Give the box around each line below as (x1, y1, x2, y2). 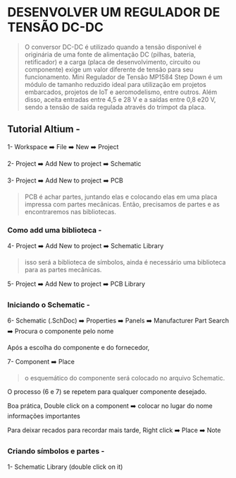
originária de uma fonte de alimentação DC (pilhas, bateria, (24, 50, 196, 59)
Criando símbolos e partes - (7, 446, 105, 456)
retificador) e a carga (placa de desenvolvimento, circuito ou (24, 57, 201, 66)
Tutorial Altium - (7, 123, 81, 135)
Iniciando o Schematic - (7, 300, 90, 310)
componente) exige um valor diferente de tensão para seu (24, 65, 194, 74)
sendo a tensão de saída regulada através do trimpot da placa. (24, 103, 206, 111)
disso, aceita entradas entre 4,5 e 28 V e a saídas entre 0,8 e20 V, (24, 95, 216, 103)
